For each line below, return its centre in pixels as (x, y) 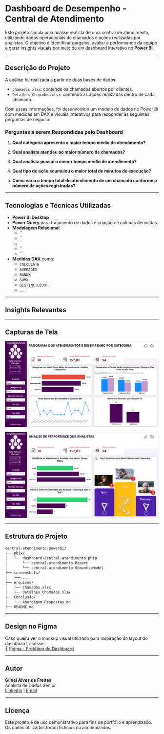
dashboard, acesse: (25, 643)
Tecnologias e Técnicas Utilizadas (58, 206)
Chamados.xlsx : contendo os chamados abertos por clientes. (72, 89)
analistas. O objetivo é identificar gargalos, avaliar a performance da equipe (81, 42)
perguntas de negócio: (28, 119)
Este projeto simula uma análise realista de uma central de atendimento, (77, 32)
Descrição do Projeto (38, 68)
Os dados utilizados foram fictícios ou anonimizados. (58, 728)
